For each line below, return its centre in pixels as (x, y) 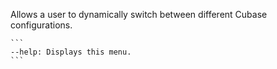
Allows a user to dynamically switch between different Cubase (139, 14)
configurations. (41, 25)
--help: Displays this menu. (71, 52)
